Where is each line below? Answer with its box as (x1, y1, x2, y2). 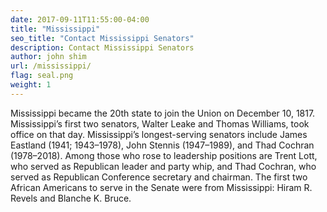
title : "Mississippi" (10, 24, 101, 34)
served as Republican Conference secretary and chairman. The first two (10, 171, 308, 183)
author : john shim (10, 52, 87, 62)
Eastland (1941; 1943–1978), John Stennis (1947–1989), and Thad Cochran (10, 139, 315, 151)
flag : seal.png (10, 71, 74, 81)
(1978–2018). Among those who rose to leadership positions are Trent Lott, (10, 149, 318, 161)
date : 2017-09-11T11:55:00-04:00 (10, 14, 150, 25)
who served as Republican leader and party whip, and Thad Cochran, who (10, 160, 317, 172)
